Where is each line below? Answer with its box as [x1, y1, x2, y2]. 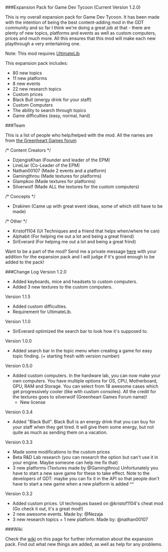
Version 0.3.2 [5, 491, 33, 497]
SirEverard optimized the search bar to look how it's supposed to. [12, 328, 148, 334]
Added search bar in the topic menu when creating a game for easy [12, 348, 152, 353]
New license [20, 399, 46, 405]
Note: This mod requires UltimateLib [5, 50, 80, 56]
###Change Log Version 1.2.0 [5, 269, 67, 274]
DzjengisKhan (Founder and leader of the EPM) [12, 157, 110, 163]
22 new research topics [12, 86, 62, 92]
